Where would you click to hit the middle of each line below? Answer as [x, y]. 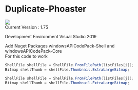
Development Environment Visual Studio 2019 [51, 36]
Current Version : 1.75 [27, 27]
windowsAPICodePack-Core [34, 51]
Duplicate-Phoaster [46, 9]
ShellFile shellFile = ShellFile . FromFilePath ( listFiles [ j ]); [69, 78]
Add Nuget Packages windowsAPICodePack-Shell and [60, 46]
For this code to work [26, 56]
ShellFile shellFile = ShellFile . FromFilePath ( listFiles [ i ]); [69, 65]
